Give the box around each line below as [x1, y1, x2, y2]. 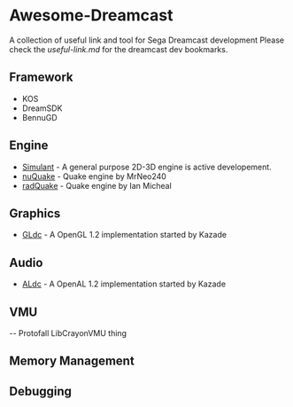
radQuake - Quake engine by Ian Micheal [21, 180, 173, 191]
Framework [9, 70, 73, 85]
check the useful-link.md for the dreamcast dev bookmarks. [9, 43, 228, 54]
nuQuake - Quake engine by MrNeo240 [21, 170, 166, 182]
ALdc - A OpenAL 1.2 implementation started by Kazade [21, 278, 227, 289]
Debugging [9, 383, 73, 399]
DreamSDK [21, 103, 63, 113]
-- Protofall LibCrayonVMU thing [9, 328, 127, 338]
